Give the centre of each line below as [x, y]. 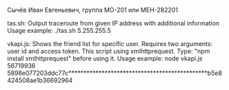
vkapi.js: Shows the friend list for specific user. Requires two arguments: [110, 44]
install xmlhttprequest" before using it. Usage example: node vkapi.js [105, 58]
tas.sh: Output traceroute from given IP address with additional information [113, 23]
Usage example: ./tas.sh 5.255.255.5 [59, 31]
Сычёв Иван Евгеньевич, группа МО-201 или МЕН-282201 [92, 10]
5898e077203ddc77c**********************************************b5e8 [115, 73]
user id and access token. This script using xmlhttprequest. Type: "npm [109, 51]
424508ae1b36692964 [40, 80]
